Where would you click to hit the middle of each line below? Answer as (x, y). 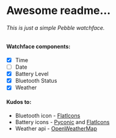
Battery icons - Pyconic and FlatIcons (62, 122)
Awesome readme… (59, 11)
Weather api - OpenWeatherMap (56, 128)
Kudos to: (19, 102)
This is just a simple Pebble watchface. (56, 27)
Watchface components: (38, 47)
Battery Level (32, 74)
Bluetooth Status (36, 81)
